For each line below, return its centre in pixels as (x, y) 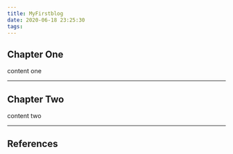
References (33, 144)
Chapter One (35, 54)
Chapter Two (36, 99)
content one (24, 71)
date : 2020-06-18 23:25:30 (46, 20)
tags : (15, 26)
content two (24, 116)
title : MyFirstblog (35, 13)
